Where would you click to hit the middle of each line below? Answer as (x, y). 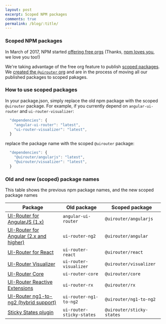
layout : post (19, 10)
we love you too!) (23, 57)
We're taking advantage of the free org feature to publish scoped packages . (83, 66)
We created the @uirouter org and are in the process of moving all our (76, 72)
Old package (82, 208)
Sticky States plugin (31, 313)
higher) (16, 242)
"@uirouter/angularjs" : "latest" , (49, 157)
